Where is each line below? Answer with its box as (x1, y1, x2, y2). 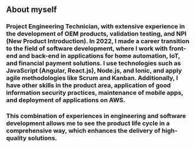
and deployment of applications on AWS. (6, 96, 125, 104)
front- (168, 44, 187, 52)
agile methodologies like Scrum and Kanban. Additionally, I (6, 74, 179, 82)
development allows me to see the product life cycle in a (6, 119, 170, 127)
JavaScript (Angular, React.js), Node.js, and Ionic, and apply (6, 67, 183, 75)
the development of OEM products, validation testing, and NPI (6, 29, 187, 38)
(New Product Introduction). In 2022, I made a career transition (6, 37, 190, 45)
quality (6, 134, 27, 142)
